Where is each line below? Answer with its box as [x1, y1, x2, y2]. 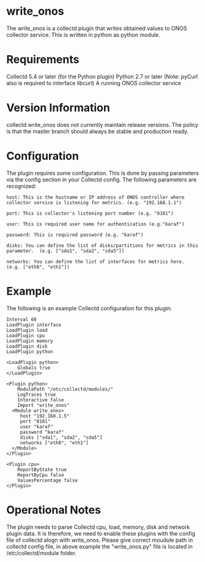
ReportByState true [17, 466, 67, 473]
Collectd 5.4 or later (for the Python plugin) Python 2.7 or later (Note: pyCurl [6, 72, 198, 80]
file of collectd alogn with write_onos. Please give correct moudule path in [6, 536, 193, 544]
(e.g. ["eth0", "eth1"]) [6, 264, 70, 270]
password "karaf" [20, 429, 64, 435]
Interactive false [17, 397, 64, 403]
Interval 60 [6, 316, 37, 322]
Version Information [6, 101, 110, 115]
